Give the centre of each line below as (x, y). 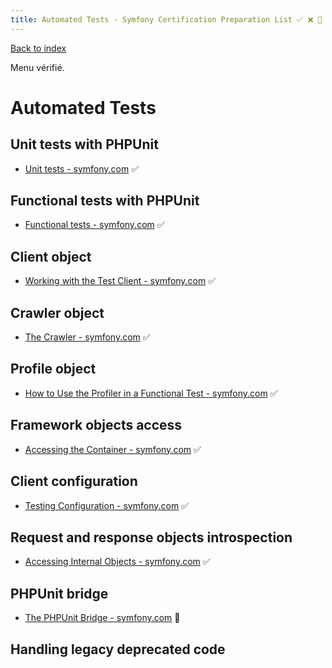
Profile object (53, 369)
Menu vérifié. (37, 67)
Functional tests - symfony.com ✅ (94, 225)
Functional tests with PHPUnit (105, 201)
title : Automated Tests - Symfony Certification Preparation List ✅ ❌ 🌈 (166, 19)
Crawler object (57, 312)
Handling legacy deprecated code (118, 649)
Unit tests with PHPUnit (84, 144)
